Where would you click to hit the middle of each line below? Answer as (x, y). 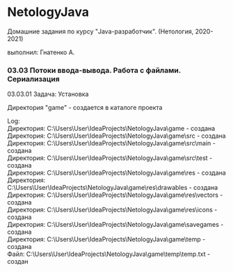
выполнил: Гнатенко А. (41, 52)
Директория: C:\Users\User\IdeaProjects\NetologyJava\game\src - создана (116, 136)
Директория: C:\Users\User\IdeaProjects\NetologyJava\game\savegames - (115, 225)
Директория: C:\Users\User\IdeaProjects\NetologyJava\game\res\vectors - (115, 195)
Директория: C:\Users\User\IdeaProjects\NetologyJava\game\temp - (106, 239)
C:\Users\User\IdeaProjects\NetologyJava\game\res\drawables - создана (113, 188)
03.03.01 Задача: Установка (48, 94)
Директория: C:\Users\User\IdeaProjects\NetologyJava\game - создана (111, 129)
